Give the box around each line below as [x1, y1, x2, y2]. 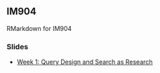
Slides [6, 41, 29, 51]
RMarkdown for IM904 [6, 24, 72, 32]
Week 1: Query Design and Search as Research [16, 58, 153, 66]
